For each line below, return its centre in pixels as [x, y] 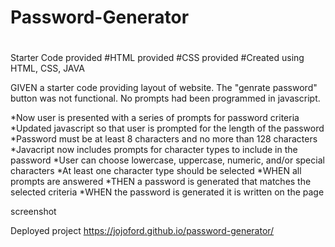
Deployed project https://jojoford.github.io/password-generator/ [142, 231]
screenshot [33, 212]
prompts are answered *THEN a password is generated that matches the [161, 182]
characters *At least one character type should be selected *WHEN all [156, 171]
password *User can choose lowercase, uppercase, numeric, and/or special [167, 160]
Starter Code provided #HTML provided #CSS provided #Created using [157, 58]
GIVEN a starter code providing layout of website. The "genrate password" [164, 88]
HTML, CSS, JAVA [47, 68]
